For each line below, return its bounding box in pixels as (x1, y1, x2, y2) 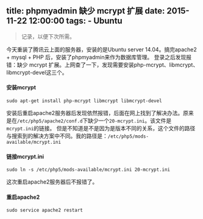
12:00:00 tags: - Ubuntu (28, 16, 123, 26)
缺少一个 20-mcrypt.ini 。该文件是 (87, 117, 172, 124)
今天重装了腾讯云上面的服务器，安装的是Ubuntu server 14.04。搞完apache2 (6, 45, 197, 53)
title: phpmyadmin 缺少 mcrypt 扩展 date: (6, 6, 165, 17)
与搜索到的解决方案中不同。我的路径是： (6, 132, 108, 139)
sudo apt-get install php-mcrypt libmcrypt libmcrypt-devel (6, 98, 163, 104)
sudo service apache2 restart (6, 207, 84, 213)
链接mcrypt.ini (6, 152, 45, 160)
